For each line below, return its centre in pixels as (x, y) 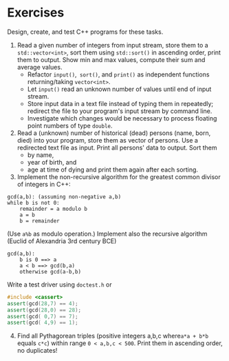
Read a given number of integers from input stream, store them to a (112, 45)
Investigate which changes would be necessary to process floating (122, 118)
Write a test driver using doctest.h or (59, 285)
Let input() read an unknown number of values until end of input (119, 89)
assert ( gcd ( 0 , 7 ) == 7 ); (43, 316)
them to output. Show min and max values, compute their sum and (111, 59)
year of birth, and (52, 162)
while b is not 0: (33, 203)
